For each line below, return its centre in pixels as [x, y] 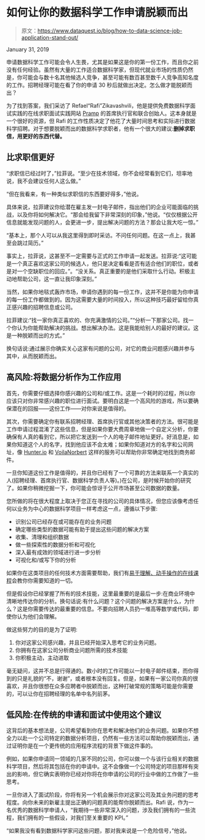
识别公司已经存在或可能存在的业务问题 [63, 521]
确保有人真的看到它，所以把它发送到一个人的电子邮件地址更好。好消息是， [100, 437]
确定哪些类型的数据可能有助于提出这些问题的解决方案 [82, 529]
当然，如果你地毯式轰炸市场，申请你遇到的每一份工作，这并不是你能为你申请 [103, 292]
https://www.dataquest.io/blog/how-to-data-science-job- [110, 31]
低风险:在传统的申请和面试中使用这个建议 [84, 714]
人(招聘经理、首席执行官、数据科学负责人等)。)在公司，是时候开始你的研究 [99, 480]
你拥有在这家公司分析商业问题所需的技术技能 [71, 650]
